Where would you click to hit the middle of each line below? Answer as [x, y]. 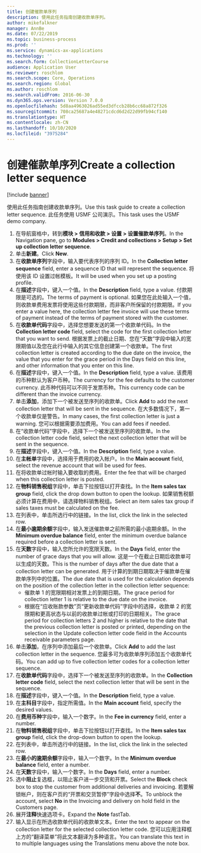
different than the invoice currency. [58, 394]
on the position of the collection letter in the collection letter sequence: [102, 585]
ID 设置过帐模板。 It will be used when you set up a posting [104, 276]
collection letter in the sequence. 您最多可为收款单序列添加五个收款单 [101, 654]
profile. [24, 282]
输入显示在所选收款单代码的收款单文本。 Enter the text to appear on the [103, 821]
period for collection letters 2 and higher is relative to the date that [106, 620]
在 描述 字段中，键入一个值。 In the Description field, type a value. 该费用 [104, 372]
